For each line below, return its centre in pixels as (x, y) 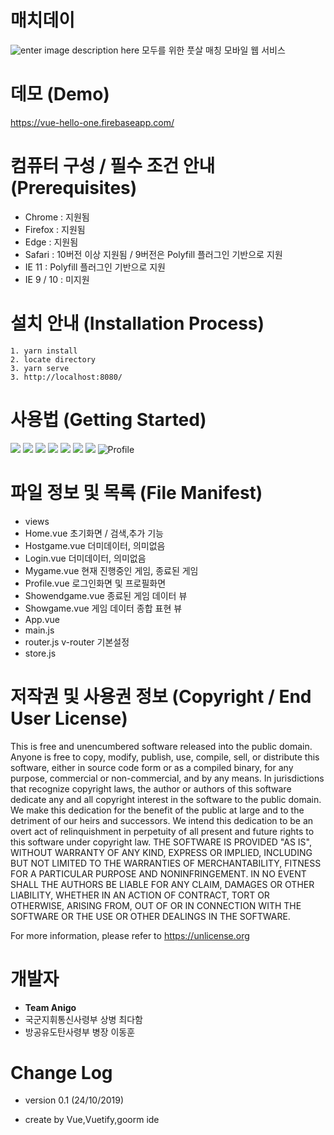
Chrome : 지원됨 (57, 217)
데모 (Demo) (60, 94)
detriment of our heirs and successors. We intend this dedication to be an (162, 820)
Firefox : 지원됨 (55, 229)
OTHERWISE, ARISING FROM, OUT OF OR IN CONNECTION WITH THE (156, 905)
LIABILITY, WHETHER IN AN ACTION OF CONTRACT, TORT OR (140, 895)
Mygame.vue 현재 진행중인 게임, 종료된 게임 (111, 570)
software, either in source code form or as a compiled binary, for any (152, 767)
